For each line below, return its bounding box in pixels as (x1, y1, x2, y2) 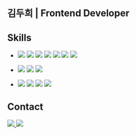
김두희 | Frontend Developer (7, 7, 130, 20)
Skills (7, 32, 32, 44)
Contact (7, 101, 44, 112)
